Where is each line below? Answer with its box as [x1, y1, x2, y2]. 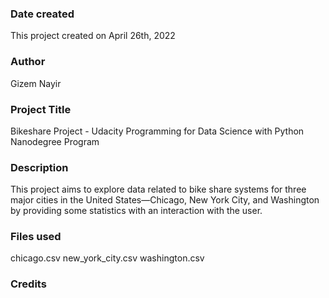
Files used [10, 230, 62, 244]
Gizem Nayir [10, 77, 62, 89]
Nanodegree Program [10, 135, 100, 147]
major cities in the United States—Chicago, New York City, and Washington [10, 194, 320, 206]
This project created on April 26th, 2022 [10, 30, 176, 42]
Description [10, 160, 69, 174]
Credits [10, 277, 47, 291]
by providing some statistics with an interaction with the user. [10, 205, 263, 217]
